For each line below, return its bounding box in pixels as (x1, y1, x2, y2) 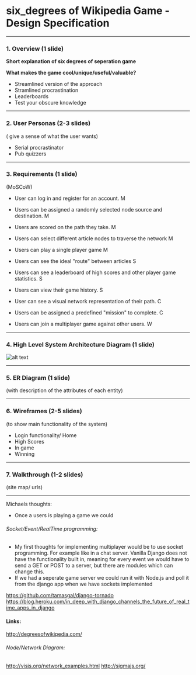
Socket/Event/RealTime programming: (6, 525, 98, 532)
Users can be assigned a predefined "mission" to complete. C (14, 309, 163, 316)
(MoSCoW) (6, 183, 33, 191)
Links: (6, 618, 22, 625)
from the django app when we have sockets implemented (14, 580, 153, 588)
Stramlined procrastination (14, 86, 79, 94)
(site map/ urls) (6, 484, 43, 491)
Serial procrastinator (14, 144, 64, 151)
